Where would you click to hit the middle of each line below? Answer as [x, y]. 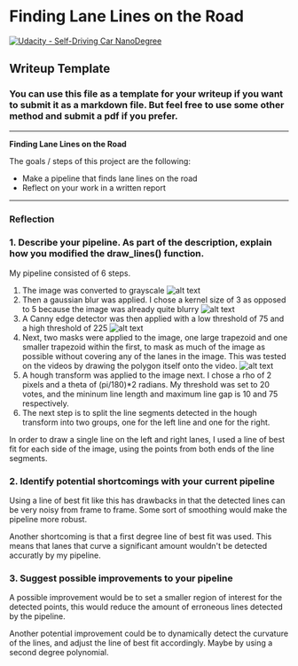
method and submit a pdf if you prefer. [94, 116]
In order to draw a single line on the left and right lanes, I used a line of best [147, 439]
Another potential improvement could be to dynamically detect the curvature [149, 634]
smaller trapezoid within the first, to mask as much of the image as [144, 347]
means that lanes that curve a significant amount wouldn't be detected [138, 546]
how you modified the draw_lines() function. [107, 254]
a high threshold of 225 [65, 328]
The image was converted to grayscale [93, 290]
